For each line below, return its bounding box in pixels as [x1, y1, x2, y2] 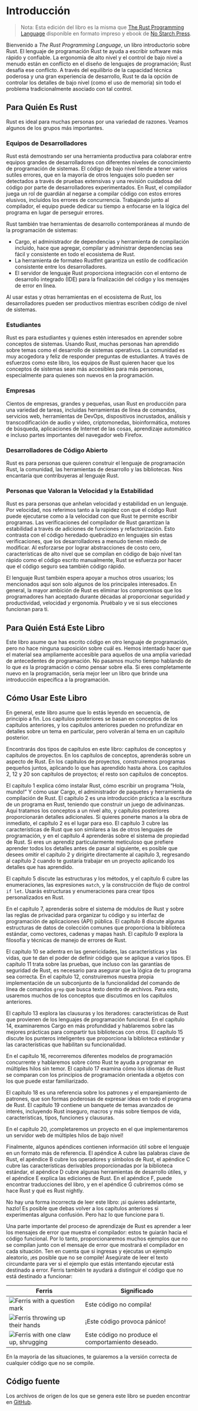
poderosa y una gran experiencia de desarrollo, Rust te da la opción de [6, 73, 179, 80]
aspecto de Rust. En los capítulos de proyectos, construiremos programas [6, 757, 186, 765]
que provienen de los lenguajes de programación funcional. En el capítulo [6, 1015, 185, 1023]
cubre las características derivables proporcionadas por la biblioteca [6, 1162, 173, 1169]
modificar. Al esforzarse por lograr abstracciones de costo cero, [6, 544, 162, 551]
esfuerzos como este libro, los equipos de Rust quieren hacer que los [6, 359, 175, 367]
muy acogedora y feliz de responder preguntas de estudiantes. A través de [6, 353, 189, 360]
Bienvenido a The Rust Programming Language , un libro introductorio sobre [6, 41, 190, 48]
